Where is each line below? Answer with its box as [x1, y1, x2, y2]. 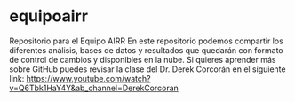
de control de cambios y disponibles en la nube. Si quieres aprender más [9, 54, 276, 65]
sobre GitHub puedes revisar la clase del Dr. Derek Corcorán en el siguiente [9, 64, 286, 74]
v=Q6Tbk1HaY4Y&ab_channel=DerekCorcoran [9, 82, 179, 93]
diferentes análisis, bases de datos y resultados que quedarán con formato [9, 44, 283, 55]
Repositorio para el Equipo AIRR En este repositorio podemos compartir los [9, 35, 284, 46]
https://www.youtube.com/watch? [26, 73, 151, 83]
